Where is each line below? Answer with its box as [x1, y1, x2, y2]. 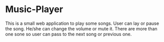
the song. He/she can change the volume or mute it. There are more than [5, 25, 158, 31]
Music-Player [5, 4, 63, 15]
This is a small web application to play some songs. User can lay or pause [5, 20, 159, 26]
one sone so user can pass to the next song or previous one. [5, 31, 132, 37]
